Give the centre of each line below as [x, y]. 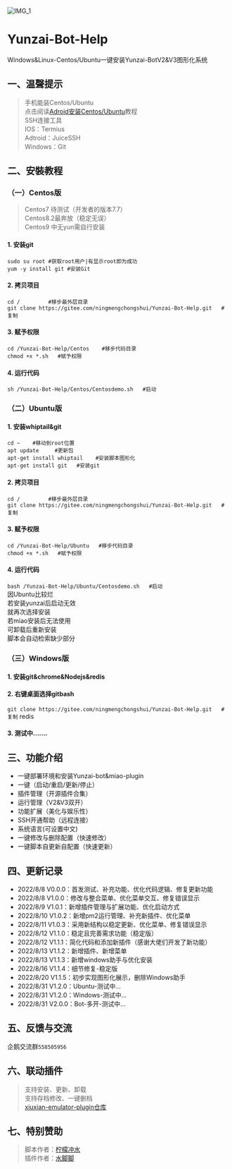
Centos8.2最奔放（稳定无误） [67, 218]
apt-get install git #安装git [53, 466]
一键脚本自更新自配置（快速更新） [67, 847]
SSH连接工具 [43, 120]
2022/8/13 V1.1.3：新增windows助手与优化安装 [85, 959]
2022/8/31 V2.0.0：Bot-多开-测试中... [71, 1004]
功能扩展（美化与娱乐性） [54, 811]
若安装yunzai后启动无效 [41, 602]
